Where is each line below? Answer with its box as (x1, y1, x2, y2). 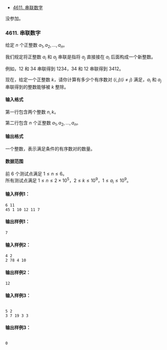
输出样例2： (5, 269, 31, 275)
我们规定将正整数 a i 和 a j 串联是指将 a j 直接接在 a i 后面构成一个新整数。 (5, 54, 156, 61)
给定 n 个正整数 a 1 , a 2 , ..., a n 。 (5, 42, 68, 50)
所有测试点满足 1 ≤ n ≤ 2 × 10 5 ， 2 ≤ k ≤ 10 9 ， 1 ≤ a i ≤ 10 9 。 (5, 176, 132, 184)
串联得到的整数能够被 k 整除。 (5, 84, 69, 90)
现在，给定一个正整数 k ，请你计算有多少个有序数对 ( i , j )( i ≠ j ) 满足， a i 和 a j (5, 76, 162, 84)
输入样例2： (5, 241, 31, 248)
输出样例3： (5, 324, 31, 331)
